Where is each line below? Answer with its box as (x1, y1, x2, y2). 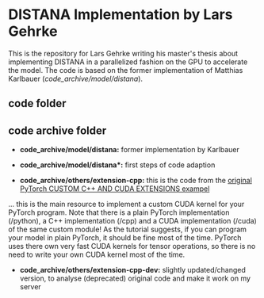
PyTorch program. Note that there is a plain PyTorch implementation (8, 208, 230, 217)
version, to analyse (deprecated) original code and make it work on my (19, 273, 251, 283)
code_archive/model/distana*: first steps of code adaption (19, 160, 216, 170)
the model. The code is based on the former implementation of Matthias (8, 65, 243, 74)
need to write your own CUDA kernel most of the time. (8, 250, 186, 259)
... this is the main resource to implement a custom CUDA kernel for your (8, 200, 245, 209)
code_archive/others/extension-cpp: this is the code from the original (19, 176, 252, 185)
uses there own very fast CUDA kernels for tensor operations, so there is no (8, 242, 256, 251)
